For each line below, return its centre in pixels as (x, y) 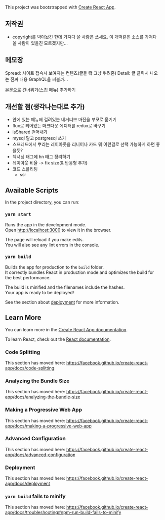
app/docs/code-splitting (30, 368)
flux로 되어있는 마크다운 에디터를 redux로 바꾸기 (59, 126)
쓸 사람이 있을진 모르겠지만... (40, 43)
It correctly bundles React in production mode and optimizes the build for (80, 272)
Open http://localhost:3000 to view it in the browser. (58, 230)
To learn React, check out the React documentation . (58, 339)
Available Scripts (32, 190)
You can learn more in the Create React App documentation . (66, 329)
